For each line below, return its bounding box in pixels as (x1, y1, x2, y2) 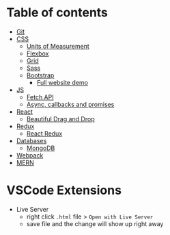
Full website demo (36, 78, 88, 86)
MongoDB (26, 144, 55, 152)
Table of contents (6, 5, 109, 21)
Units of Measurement (26, 42, 89, 50)
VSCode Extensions (6, 183, 122, 198)
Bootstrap (26, 71, 55, 79)
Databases (16, 136, 47, 145)
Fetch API (26, 92, 54, 101)
